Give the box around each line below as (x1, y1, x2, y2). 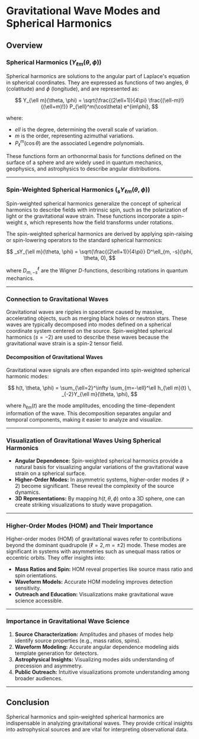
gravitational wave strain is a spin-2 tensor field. (6, 339, 123, 347)
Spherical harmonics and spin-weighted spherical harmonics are (6, 713, 164, 720)
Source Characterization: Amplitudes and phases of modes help (14, 631, 174, 638)
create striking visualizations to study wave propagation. (14, 502, 153, 509)
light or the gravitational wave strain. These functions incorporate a (6, 213, 171, 220)
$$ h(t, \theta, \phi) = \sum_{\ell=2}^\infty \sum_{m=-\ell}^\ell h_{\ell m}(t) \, (8, 384, 191, 391)
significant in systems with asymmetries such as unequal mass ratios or (6, 548, 182, 555)
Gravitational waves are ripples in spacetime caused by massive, (6, 308, 164, 315)
